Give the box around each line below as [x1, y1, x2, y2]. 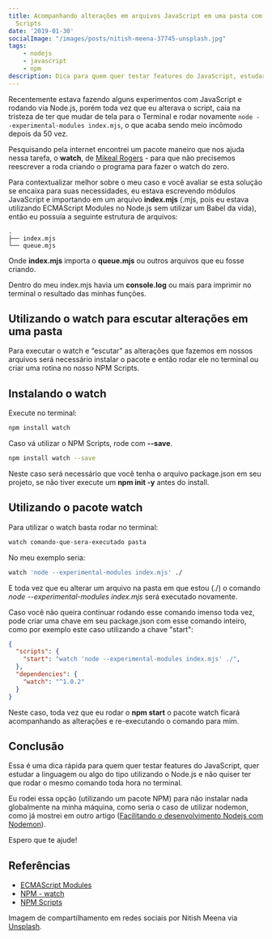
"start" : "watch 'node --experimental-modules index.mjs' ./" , [23, 655, 241, 664]
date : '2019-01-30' [8, 27, 74, 35]
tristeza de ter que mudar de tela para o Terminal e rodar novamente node [8, 111, 253, 121]
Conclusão [8, 739, 65, 753]
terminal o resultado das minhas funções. [8, 288, 147, 298]
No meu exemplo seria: [8, 552, 86, 563]
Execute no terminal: [8, 408, 77, 418]
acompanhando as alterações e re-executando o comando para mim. [8, 716, 240, 725]
